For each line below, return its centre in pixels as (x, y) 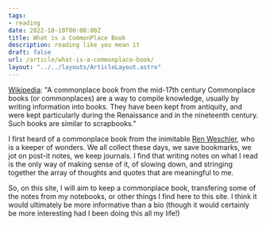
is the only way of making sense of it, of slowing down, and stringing (120, 164)
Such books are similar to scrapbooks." (72, 123)
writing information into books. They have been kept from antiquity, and (125, 106)
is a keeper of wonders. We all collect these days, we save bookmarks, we (130, 147)
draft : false (30, 52)
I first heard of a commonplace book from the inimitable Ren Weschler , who (132, 139)
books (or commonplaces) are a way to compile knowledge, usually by (124, 98)
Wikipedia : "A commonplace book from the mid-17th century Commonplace (132, 90)
